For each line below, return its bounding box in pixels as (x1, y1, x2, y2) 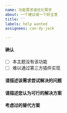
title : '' (5, 17, 26, 22)
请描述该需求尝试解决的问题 (5, 77, 62, 83)
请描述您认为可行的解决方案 (5, 90, 62, 96)
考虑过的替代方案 (5, 102, 40, 108)
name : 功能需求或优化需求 (5, 7, 52, 13)
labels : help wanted (5, 21, 48, 27)
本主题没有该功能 (12, 59, 48, 65)
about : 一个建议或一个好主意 (5, 12, 58, 17)
